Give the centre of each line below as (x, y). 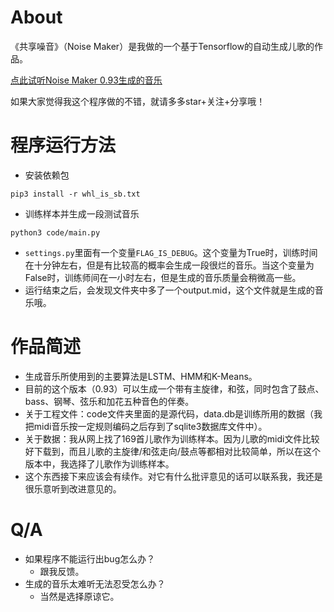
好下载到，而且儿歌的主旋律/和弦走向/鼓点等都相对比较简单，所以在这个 (172, 451)
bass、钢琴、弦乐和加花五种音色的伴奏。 (109, 401)
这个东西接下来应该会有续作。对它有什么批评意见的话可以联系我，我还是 (173, 476)
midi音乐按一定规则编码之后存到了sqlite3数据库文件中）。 (150, 426)
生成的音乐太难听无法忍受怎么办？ (95, 583)
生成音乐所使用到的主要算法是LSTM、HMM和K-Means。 (141, 376)
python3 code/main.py (55, 232)
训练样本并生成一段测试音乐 (82, 213)
